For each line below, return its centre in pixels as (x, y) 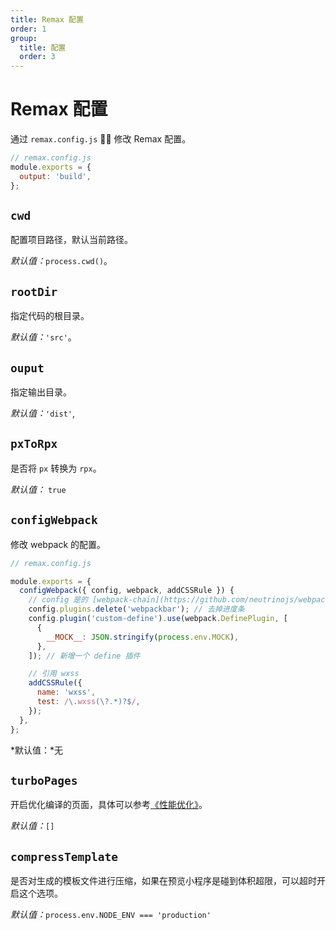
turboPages (44, 780)
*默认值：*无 (37, 750)
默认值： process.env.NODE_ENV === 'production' (111, 915)
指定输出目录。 (41, 392)
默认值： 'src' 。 (43, 337)
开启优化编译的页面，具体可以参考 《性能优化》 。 (109, 805)
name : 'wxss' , (66, 692)
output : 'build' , (55, 176)
